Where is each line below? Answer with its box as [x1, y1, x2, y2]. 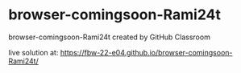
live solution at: [8, 47, 59, 57]
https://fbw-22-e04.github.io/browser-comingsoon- [60, 47, 233, 57]
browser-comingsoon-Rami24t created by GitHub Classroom [8, 32, 211, 42]
